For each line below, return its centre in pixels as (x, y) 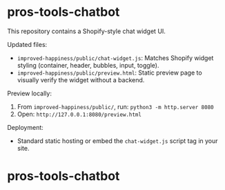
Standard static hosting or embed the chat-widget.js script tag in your (118, 141)
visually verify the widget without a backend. (81, 79)
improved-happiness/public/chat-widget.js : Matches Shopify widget (115, 58)
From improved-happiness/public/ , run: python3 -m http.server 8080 (115, 106)
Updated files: (27, 44)
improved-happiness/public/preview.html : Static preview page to (109, 73)
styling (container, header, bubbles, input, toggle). (88, 65)
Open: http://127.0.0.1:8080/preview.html (79, 114)
